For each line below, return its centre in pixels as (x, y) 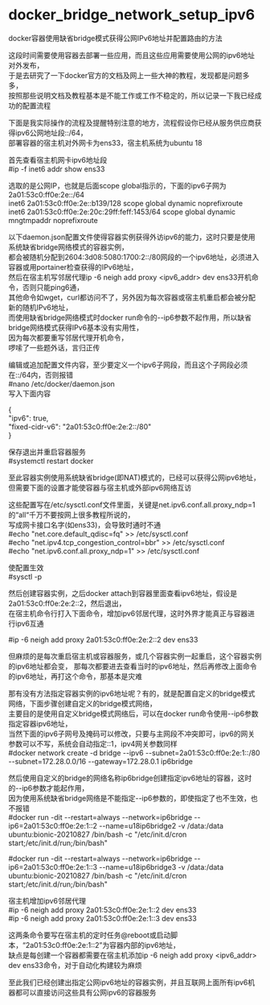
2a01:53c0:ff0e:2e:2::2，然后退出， (67, 603)
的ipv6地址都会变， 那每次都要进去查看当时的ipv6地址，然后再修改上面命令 (133, 666)
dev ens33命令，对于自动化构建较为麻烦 (75, 965)
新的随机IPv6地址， (41, 307)
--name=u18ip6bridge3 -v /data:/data (162, 866)
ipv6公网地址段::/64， (51, 132)
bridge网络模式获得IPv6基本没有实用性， (76, 327)
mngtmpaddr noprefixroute (53, 220)
